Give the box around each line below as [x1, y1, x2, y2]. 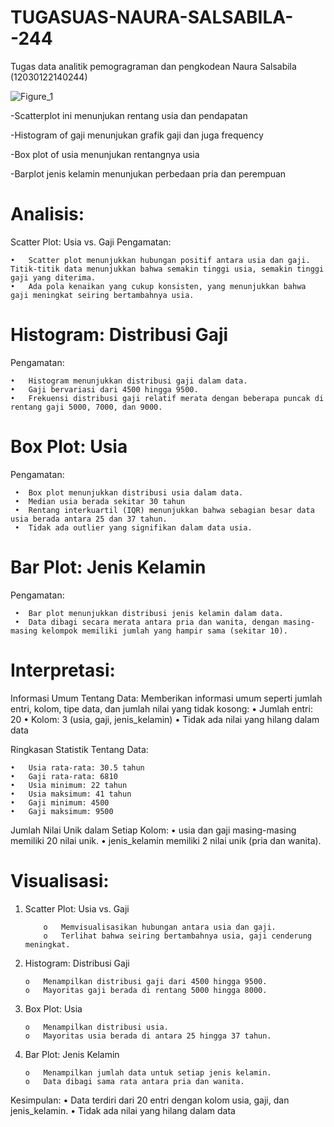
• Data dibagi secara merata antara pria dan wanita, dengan [14, 617, 280, 627]
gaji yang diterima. [10, 272, 97, 283]
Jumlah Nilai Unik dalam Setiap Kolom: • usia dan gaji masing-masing [10, 824, 297, 836]
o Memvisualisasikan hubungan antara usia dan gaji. [43, 922, 277, 932]
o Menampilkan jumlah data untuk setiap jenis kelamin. [24, 1067, 272, 1078]
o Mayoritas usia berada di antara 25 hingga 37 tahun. [24, 1031, 272, 1041]
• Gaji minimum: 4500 [10, 797, 110, 808]
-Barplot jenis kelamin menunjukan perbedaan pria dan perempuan [10, 167, 287, 180]
